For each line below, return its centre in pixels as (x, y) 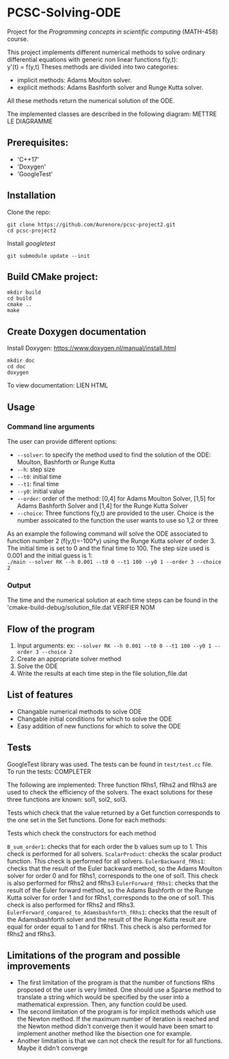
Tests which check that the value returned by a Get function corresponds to (114, 812)
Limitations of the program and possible (94, 955)
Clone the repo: (29, 212)
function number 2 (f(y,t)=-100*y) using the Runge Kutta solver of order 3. (111, 540)
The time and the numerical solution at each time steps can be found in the (113, 600)
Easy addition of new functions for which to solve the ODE (99, 726)
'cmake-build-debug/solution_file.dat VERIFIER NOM (81, 608)
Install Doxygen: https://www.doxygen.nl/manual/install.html (92, 348)
